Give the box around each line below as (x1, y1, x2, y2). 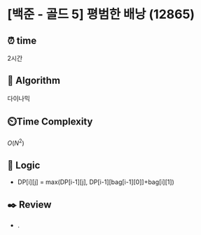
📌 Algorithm (7, 75, 61, 87)
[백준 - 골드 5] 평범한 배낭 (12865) (7, 6, 195, 22)
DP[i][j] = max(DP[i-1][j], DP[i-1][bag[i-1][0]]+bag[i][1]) (17, 178, 175, 186)
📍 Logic (7, 159, 41, 171)
